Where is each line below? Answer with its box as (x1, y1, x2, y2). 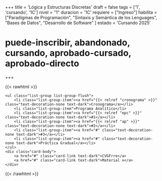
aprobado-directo (5, 58, 80, 69)
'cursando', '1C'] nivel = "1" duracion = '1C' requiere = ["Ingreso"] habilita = (5, 9, 158, 15)
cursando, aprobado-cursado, (5, 48, 131, 59)
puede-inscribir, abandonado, (5, 37, 130, 48)
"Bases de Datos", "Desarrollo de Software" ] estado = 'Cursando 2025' (5, 20, 151, 26)
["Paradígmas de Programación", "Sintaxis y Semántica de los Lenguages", (5, 15, 158, 20)
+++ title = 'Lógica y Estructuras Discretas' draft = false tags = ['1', (5, 4, 140, 10)
